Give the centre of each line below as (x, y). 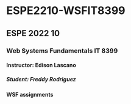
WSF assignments (30, 95)
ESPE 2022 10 (33, 33)
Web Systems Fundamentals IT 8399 (62, 51)
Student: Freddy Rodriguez (41, 79)
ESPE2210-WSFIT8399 (66, 11)
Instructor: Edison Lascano (41, 65)
